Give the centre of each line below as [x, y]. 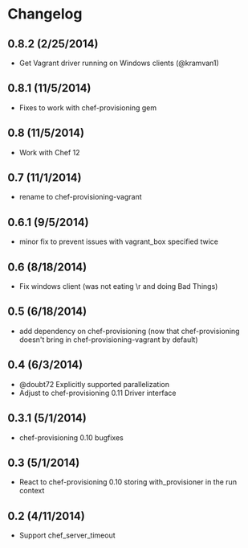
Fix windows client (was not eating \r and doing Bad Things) [118, 286]
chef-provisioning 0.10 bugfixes [71, 437]
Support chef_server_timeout [67, 535]
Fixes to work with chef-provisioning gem [88, 107]
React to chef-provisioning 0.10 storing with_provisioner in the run [128, 482]
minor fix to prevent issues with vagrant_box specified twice [118, 241]
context [32, 491]
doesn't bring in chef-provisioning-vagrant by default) [108, 340]
